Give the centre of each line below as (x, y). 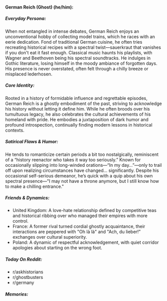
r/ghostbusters (28, 277)
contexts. (15, 130)
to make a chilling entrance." (35, 186)
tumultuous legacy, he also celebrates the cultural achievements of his (78, 114)
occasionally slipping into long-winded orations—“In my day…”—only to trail (83, 165)
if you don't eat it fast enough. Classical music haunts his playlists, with (79, 52)
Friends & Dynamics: (27, 198)
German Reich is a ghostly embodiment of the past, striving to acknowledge (83, 104)
